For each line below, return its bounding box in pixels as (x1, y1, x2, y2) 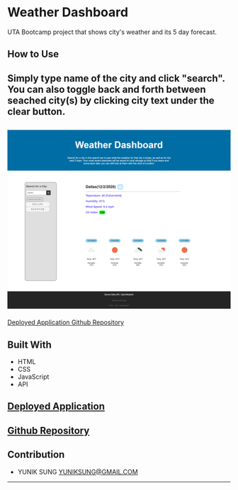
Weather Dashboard (7, 4, 129, 21)
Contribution (7, 449, 65, 461)
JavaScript (17, 372, 50, 381)
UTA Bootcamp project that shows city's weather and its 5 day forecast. (7, 28, 217, 36)
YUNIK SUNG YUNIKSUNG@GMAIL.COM (17, 467, 138, 476)
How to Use (7, 48, 59, 60)
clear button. (7, 106, 66, 118)
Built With (7, 338, 52, 351)
